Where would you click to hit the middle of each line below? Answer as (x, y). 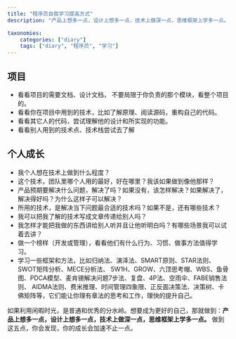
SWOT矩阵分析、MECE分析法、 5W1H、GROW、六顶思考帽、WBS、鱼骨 (123, 269)
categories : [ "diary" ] (53, 39)
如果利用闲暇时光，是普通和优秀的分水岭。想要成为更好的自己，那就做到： (115, 310)
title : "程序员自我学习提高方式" (50, 14)
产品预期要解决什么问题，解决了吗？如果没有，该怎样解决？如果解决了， (122, 190)
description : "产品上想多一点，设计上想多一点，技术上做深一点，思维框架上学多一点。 (118, 20)
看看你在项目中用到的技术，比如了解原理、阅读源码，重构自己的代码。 (119, 112)
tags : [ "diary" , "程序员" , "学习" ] (69, 46)
